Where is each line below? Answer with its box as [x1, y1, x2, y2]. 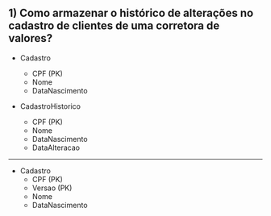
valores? [8, 31, 53, 45]
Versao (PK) [31, 183, 73, 193]
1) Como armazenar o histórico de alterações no [8, 6, 254, 20]
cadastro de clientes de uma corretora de [8, 19, 220, 33]
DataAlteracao [31, 143, 81, 152]
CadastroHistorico [19, 101, 81, 111]
